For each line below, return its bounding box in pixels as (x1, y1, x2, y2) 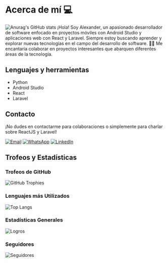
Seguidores (5, 241, 34, 248)
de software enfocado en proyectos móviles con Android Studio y (5, 29, 142, 35)
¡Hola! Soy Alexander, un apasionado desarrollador (57, 24, 163, 30)
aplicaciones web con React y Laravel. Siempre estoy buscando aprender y (5, 35, 162, 41)
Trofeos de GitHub (5, 168, 51, 175)
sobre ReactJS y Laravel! (5, 128, 57, 135)
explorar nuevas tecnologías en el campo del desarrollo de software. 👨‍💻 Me (5, 40, 163, 46)
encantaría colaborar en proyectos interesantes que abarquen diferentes (5, 46, 156, 52)
